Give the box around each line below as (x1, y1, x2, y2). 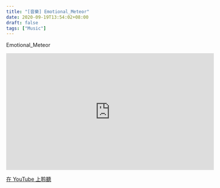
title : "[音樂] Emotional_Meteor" (6, 8, 90, 15)
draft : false (6, 20, 39, 26)
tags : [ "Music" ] (6, 25, 46, 31)
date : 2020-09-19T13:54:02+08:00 (6, 14, 89, 20)
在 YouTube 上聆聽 (6, 176, 52, 183)
